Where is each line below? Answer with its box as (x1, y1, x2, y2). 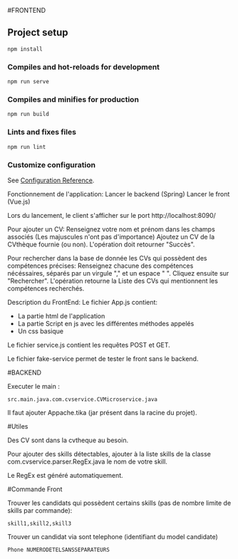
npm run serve (7, 78, 50, 85)
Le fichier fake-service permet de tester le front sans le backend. (7, 355, 199, 362)
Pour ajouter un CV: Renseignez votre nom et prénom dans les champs (7, 225, 215, 234)
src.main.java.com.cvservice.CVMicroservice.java (7, 396, 158, 403)
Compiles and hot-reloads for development (7, 62, 160, 72)
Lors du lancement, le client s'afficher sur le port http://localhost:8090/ (7, 211, 216, 219)
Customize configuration (7, 160, 96, 169)
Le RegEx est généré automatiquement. (7, 471, 123, 479)
